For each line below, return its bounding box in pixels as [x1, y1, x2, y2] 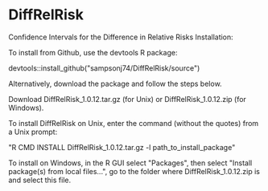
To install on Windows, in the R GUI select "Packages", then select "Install [8, 158, 253, 168]
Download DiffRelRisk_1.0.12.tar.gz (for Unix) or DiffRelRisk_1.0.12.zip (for [8, 94, 247, 104]
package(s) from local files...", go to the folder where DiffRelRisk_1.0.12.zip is [8, 166, 260, 176]
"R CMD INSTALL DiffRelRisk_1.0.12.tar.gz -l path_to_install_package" [8, 142, 236, 152]
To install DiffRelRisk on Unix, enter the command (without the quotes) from [8, 118, 259, 128]
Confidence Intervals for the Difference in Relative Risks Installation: [8, 32, 233, 42]
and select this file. [8, 175, 71, 185]
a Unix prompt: [8, 127, 58, 136]
